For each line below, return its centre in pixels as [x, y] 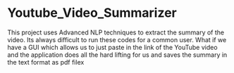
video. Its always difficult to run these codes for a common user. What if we [117, 39]
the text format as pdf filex [46, 62]
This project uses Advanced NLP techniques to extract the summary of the [116, 32]
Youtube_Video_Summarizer [92, 13]
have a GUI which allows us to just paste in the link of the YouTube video [112, 47]
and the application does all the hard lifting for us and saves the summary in [117, 55]
